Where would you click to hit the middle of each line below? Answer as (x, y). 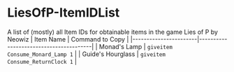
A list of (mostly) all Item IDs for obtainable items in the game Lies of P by (113, 32)
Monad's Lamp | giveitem (136, 46)
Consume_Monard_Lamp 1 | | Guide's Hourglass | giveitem (87, 54)
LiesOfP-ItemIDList (64, 13)
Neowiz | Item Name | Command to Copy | (68, 39)
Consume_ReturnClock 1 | (42, 61)
